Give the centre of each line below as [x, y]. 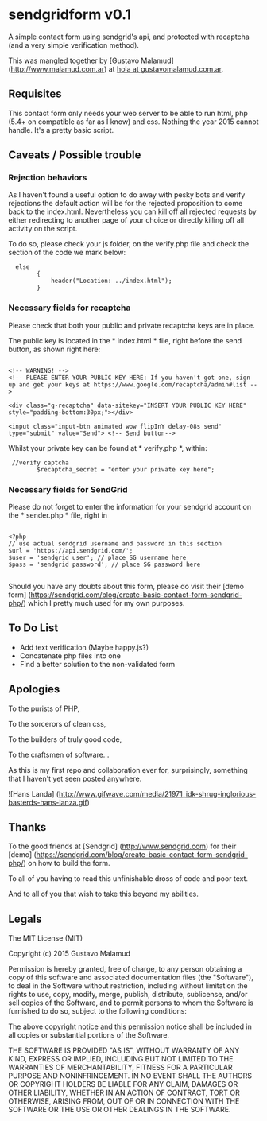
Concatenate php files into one [70, 656]
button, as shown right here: [54, 349]
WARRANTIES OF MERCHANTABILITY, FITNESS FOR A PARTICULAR [120, 1068]
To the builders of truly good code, [65, 739]
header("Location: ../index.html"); [111, 281]
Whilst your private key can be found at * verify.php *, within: [108, 448]
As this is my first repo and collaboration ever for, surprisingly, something [128, 770]
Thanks [27, 827]
